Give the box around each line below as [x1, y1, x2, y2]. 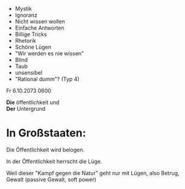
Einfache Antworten [14, 24, 64, 31]
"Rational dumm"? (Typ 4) [14, 75, 80, 82]
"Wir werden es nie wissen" [14, 50, 84, 57]
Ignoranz [14, 11, 37, 19]
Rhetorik [14, 37, 36, 44]
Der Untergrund [6, 105, 46, 112]
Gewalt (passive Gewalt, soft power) [6, 176, 96, 183]
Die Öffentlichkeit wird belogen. [6, 146, 85, 153]
